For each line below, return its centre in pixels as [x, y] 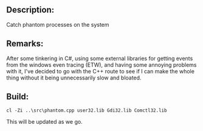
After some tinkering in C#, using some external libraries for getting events [100, 58]
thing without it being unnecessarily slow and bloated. [74, 78]
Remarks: [25, 44]
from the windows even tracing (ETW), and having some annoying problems [101, 65]
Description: [30, 10]
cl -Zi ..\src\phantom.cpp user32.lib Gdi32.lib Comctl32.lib [87, 111]
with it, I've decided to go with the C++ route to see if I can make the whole [100, 71]
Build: [18, 97]
